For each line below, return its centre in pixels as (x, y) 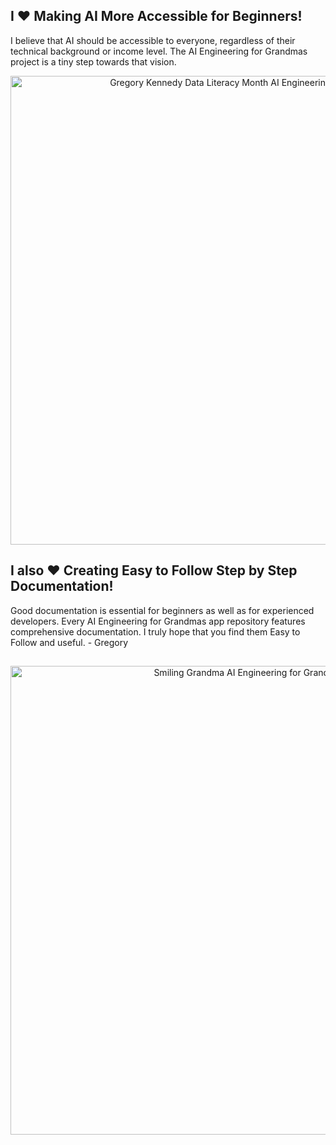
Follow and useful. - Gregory (69, 642)
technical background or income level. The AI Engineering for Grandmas (159, 51)
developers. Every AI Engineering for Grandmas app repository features (158, 621)
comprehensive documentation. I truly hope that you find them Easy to (155, 631)
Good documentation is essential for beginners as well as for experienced (162, 610)
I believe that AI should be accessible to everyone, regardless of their (153, 40)
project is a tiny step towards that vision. (93, 61)
